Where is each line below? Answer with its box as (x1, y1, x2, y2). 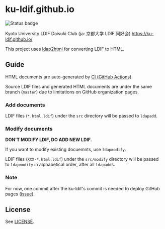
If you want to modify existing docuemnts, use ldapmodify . (5, 147, 126, 153)
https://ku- (131, 30, 154, 36)
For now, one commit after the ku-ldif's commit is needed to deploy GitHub (5, 185, 160, 191)
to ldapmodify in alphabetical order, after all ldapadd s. (5, 162, 115, 168)
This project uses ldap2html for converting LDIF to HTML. (5, 46, 125, 52)
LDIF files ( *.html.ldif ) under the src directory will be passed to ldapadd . (5, 113, 157, 119)
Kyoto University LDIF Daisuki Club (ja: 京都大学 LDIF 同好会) (5, 30, 131, 36)
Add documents (5, 101, 45, 108)
